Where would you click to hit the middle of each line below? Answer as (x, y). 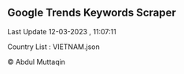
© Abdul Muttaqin (37, 62)
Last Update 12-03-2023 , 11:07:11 (62, 31)
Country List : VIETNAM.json (53, 47)
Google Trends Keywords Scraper (92, 13)
